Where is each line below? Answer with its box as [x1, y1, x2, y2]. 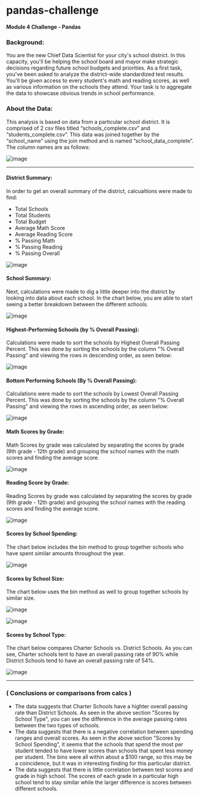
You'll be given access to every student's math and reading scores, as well [6, 77, 189, 84]
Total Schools [14, 205, 49, 212]
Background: [6, 38, 45, 46]
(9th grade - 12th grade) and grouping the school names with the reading [6, 499, 186, 506]
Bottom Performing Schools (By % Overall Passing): [6, 376, 137, 384]
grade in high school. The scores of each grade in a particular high [14, 772, 179, 779]
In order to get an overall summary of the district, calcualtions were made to [6, 187, 192, 194]
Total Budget [14, 218, 46, 225]
